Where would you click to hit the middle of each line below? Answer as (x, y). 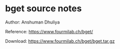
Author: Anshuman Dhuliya (32, 22)
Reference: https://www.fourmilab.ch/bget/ (49, 31)
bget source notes (43, 9)
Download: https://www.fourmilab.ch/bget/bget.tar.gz (60, 41)
